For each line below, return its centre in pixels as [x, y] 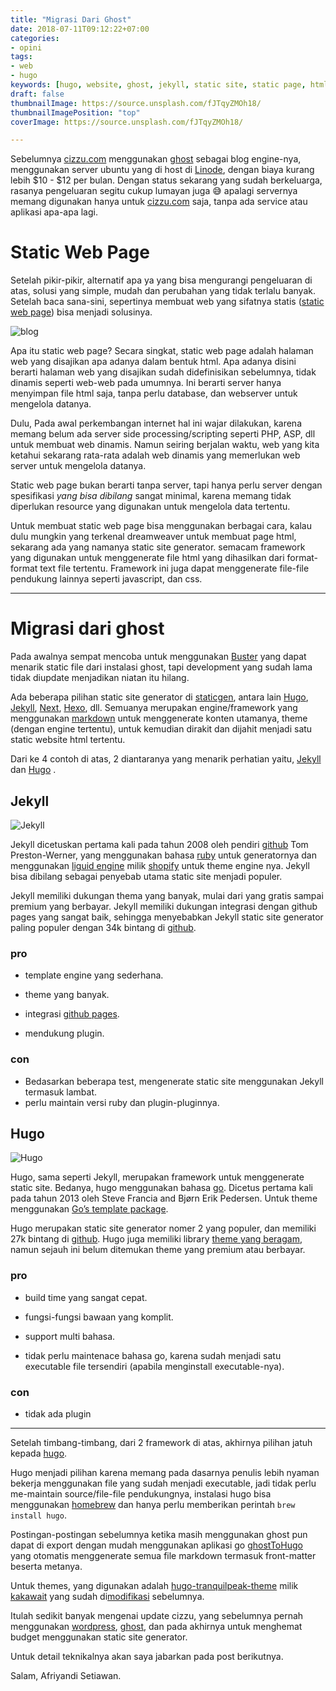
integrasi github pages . [72, 1014]
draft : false [37, 94]
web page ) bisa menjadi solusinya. [81, 312]
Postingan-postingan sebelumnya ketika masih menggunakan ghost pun [159, 1534]
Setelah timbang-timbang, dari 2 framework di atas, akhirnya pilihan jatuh [161, 1442]
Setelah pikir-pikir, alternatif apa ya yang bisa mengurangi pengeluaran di [161, 280]
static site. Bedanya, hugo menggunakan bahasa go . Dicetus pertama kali [161, 1188]
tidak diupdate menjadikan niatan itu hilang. [100, 678]
